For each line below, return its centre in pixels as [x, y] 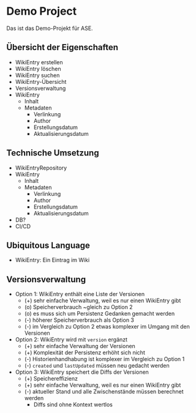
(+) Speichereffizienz [51, 379]
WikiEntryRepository [41, 168]
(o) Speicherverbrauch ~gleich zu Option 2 [78, 307]
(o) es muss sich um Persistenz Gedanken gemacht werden [100, 314]
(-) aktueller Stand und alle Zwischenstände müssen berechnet [104, 392]
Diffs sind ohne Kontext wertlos [73, 404]
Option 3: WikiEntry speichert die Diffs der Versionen [82, 372]
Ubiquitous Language [48, 245]
